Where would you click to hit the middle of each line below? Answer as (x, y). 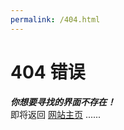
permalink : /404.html (55, 19)
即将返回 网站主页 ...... (56, 114)
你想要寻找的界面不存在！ (63, 102)
